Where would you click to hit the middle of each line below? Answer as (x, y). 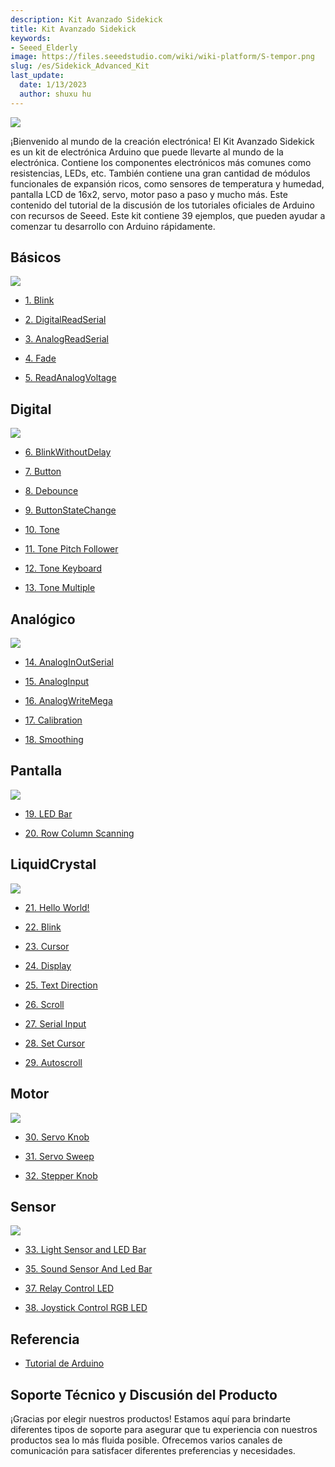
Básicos (36, 257)
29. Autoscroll (53, 1062)
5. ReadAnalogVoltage (70, 378)
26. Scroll (44, 1004)
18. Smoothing (54, 740)
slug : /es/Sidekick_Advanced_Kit (80, 66)
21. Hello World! (57, 907)
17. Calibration (53, 720)
